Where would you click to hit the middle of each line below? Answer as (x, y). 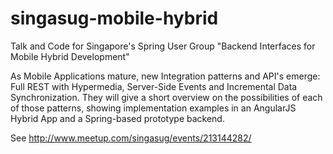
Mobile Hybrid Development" (70, 56)
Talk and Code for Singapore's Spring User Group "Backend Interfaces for (163, 46)
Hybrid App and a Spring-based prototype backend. (117, 118)
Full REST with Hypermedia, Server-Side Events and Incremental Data (154, 86)
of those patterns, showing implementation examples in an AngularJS (153, 108)
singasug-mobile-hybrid (114, 18)
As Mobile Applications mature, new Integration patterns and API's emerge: (165, 76)
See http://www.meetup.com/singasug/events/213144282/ (131, 138)
